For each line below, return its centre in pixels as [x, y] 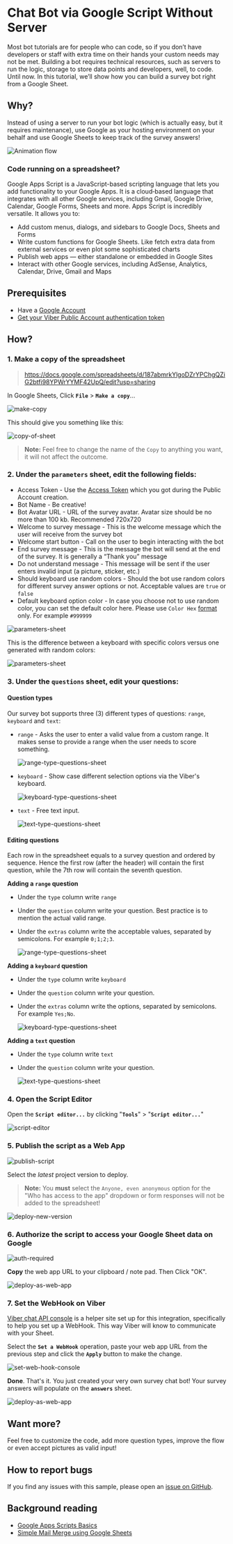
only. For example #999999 [55, 615]
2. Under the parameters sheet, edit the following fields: [102, 475]
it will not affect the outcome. [66, 457]
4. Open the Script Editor [50, 1099]
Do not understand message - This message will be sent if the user [113, 564]
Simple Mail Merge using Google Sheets [74, 1532]
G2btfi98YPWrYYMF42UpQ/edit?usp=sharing [90, 381]
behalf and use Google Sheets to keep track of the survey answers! [104, 137]
